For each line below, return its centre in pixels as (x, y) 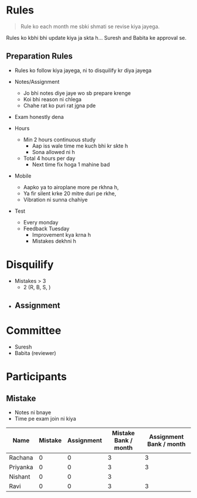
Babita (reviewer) (35, 353)
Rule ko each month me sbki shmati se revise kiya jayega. (90, 26)
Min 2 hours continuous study (59, 139)
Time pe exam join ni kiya (45, 419)
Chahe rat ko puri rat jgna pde (60, 105)
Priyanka (21, 468)
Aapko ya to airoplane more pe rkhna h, (71, 187)
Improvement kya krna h (61, 234)
